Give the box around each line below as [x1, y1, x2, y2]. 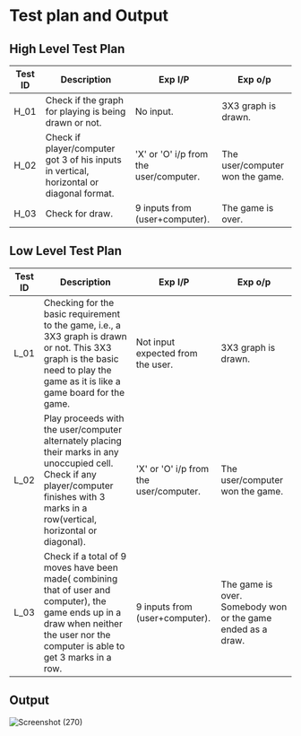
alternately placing [43, 434, 123, 447]
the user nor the [43, 628, 111, 641]
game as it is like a [43, 374, 121, 387]
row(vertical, [43, 513, 97, 525]
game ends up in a [43, 606, 122, 618]
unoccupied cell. [43, 457, 114, 469]
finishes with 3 [43, 490, 106, 503]
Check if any [43, 468, 97, 480]
